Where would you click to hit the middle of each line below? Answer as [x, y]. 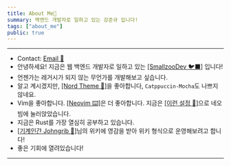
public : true [26, 33]
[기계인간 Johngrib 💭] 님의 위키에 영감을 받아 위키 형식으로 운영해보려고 [113, 131]
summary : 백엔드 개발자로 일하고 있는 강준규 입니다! [73, 20]
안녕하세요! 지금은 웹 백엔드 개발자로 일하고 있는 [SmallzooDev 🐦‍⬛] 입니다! [120, 67]
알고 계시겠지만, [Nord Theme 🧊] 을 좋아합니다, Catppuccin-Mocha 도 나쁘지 [118, 86]
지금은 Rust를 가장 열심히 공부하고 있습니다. [76, 122]
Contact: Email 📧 [41, 58]
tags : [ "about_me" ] [35, 26]
